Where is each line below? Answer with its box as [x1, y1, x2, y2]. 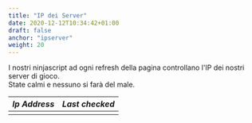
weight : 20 [8, 41, 45, 49]
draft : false [8, 26, 52, 34]
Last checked [62, 98, 116, 110]
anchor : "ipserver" [8, 33, 73, 42]
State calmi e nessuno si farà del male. [8, 80, 136, 90]
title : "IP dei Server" [8, 11, 88, 20]
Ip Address [12, 98, 55, 110]
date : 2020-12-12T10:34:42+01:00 [8, 19, 120, 27]
